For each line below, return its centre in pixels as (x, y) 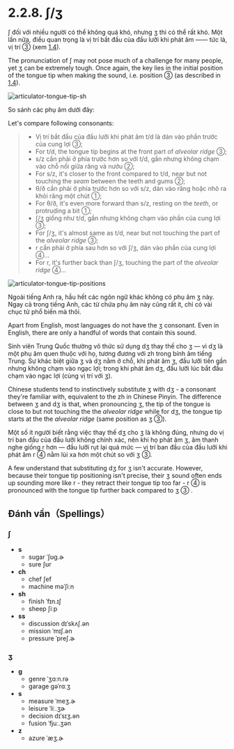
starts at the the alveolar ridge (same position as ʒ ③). (87, 419)
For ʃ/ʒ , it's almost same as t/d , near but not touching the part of (127, 233)
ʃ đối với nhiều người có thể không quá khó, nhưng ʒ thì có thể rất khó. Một (115, 32)
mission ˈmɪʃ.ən (50, 631)
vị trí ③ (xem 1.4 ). (34, 47)
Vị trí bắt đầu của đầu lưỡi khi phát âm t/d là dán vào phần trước (126, 137)
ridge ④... (51, 270)
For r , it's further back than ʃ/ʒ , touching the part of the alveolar (127, 262)
